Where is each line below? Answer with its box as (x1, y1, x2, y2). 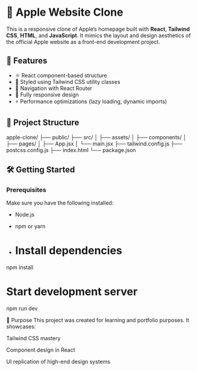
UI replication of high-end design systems (6, 358, 110, 366)
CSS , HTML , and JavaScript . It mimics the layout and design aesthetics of (6, 31, 191, 39)
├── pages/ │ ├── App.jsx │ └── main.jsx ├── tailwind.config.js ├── (6, 140, 183, 147)
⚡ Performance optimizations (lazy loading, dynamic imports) (14, 98, 167, 105)
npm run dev (6, 305, 38, 312)
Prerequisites (6, 185, 46, 194)
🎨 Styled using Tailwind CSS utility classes (14, 78, 120, 85)
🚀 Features (6, 55, 48, 66)
